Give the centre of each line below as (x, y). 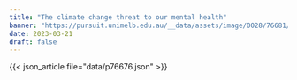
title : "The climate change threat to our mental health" (118, 17)
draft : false (33, 42)
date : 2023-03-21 (41, 33)
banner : (23, 25)
